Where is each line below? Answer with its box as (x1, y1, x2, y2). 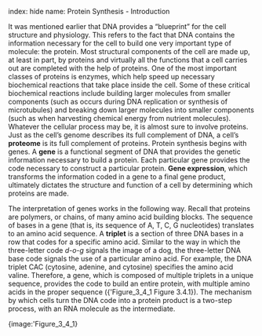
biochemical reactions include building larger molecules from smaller (8, 89, 231, 97)
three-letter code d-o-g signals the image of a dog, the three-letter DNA (8, 246, 242, 254)
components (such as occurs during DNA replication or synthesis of (8, 97, 228, 106)
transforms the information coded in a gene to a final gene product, (8, 172, 226, 181)
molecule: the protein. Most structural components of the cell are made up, (8, 47, 251, 56)
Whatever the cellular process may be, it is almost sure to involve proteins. (8, 122, 249, 131)
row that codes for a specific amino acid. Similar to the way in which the (8, 237, 241, 247)
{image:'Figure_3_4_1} (8, 320, 78, 328)
